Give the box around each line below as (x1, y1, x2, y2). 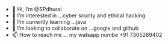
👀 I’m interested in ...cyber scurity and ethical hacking (11, 12, 146, 19)
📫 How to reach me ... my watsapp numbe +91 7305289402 (11, 32, 163, 38)
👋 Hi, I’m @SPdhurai (11, 6, 62, 12)
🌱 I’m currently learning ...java (11, 18, 86, 25)
